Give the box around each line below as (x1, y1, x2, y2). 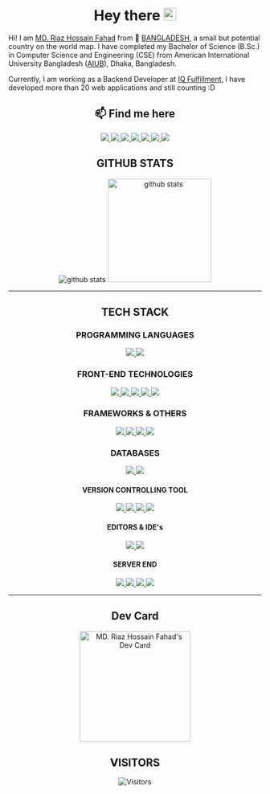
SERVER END (112, 559, 157, 569)
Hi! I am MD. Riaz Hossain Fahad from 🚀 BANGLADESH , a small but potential (8, 33, 260, 43)
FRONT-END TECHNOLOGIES (76, 369, 194, 380)
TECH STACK (100, 305, 170, 319)
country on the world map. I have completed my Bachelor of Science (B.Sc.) (8, 41, 260, 51)
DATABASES (110, 447, 160, 458)
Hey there (93, 6, 161, 25)
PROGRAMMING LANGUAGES (76, 329, 194, 340)
